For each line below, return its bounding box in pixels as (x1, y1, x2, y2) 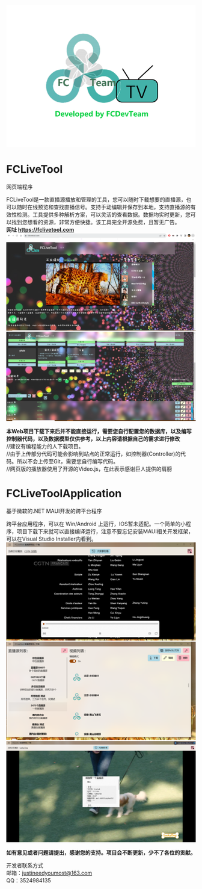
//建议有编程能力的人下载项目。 (6, 442, 84, 450)
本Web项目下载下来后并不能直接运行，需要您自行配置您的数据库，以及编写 (6, 427, 192, 435)
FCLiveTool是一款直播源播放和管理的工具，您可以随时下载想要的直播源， (6, 196, 186, 203)
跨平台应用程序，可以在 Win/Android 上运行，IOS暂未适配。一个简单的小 (6, 520, 186, 527)
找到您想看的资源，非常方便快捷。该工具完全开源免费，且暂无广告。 (11, 218, 180, 226)
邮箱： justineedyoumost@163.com (6, 869, 93, 876)
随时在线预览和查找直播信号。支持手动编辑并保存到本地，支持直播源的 (16, 203, 191, 211)
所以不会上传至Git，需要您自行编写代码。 (16, 457, 119, 465)
